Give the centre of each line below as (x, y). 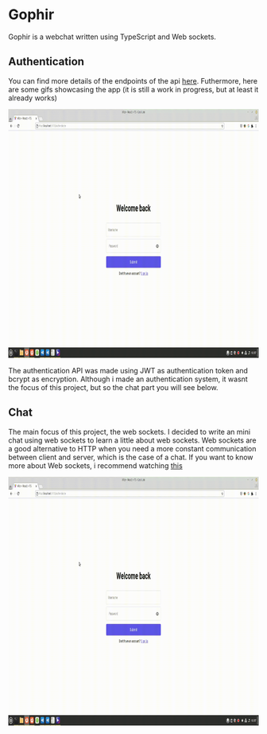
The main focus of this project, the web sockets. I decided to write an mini (130, 431)
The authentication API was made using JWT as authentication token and (128, 370)
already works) (33, 98)
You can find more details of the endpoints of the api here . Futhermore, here (133, 80)
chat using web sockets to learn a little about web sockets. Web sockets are (132, 440)
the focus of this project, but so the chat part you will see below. (113, 387)
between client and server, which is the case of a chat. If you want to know (131, 457)
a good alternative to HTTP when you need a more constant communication (132, 448)
